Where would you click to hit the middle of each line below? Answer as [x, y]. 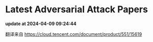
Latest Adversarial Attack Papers [76, 9]
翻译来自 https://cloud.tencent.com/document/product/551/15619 [74, 34]
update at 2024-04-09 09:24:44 [41, 24]
